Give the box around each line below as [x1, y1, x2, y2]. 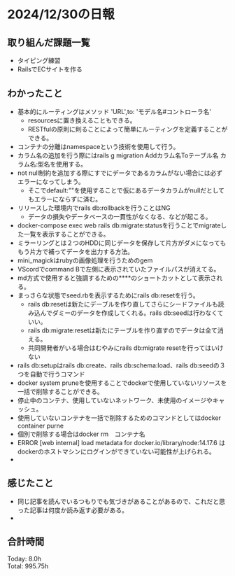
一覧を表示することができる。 [23, 230, 110, 238]
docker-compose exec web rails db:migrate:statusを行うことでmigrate [17, 221, 221, 230]
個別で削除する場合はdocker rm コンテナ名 [17, 430, 145, 438]
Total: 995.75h [7, 562, 49, 570]
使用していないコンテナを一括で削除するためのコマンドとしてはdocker [17, 414, 222, 422]
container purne [17, 421, 64, 430]
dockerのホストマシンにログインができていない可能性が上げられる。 [17, 447, 215, 456]
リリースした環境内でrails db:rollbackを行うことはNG [17, 204, 171, 212]
